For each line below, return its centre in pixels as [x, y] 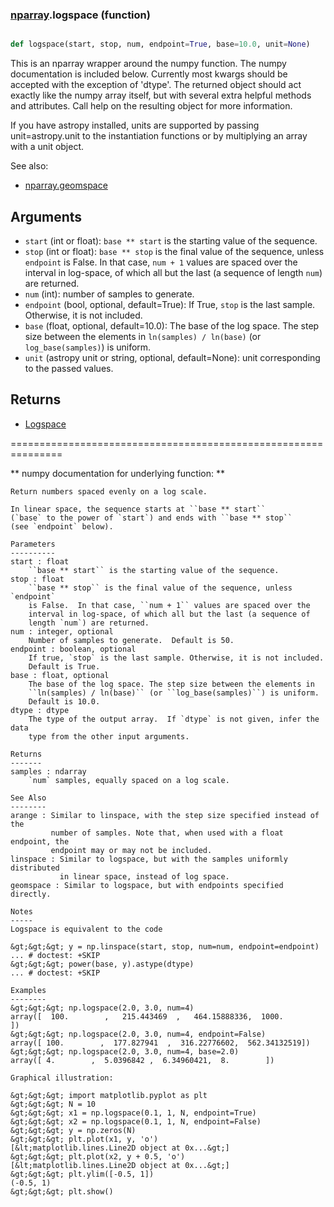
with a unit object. [47, 147]
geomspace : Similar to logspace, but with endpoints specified [147, 885]
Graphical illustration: [62, 1078]
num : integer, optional [62, 631]
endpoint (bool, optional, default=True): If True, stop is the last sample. [170, 304]
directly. [31, 894]
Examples [28, 990]
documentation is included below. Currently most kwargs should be [149, 74]
